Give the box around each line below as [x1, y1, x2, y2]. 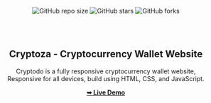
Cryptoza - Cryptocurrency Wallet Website [9, 48, 203, 60]
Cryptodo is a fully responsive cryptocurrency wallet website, [16, 67, 196, 75]
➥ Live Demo [86, 88, 126, 97]
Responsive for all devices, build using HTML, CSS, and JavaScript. [7, 74, 205, 83]
